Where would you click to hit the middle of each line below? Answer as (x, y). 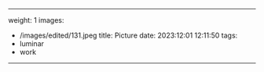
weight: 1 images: (36, 20)
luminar (32, 43)
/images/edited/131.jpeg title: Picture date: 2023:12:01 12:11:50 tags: (128, 35)
